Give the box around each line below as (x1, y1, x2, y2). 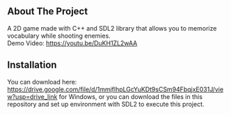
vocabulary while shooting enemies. (7, 31, 111, 40)
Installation (7, 59, 57, 71)
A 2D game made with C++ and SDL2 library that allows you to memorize (7, 24, 217, 32)
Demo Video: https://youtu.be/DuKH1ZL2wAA (7, 38, 138, 47)
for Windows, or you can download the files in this (58, 92, 203, 100)
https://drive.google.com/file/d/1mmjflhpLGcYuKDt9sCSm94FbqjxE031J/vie (7, 85, 224, 93)
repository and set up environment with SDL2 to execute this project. (7, 100, 205, 108)
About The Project (7, 6, 88, 17)
